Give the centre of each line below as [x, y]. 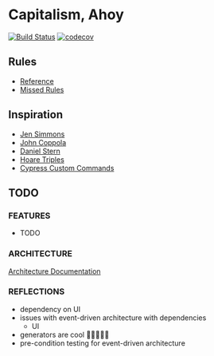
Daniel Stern [40, 151]
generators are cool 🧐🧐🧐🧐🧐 [64, 334]
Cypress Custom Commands [67, 168]
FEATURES [29, 216]
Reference [37, 81]
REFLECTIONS [37, 291]
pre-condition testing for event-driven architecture [102, 343]
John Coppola [43, 142]
